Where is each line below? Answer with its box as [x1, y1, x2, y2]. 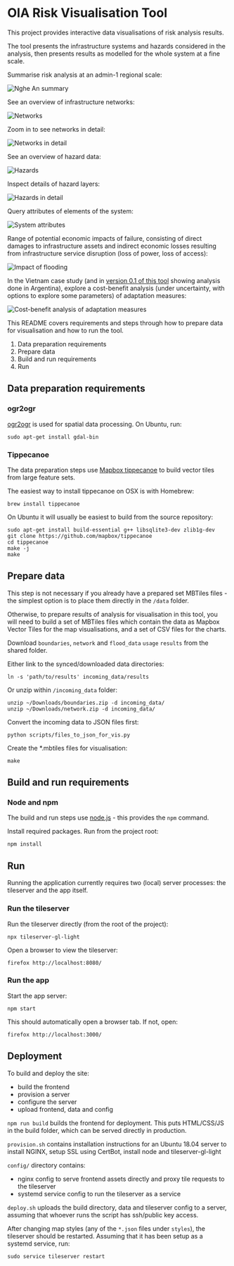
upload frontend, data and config [17, 1105, 114, 1113]
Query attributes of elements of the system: [7, 206, 134, 215]
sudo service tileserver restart [7, 1253, 105, 1260]
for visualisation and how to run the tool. [7, 326, 124, 334]
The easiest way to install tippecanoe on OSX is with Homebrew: [7, 487, 195, 495]
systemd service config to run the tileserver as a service [17, 1189, 181, 1198]
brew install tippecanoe [7, 500, 80, 508]
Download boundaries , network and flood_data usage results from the [7, 639, 209, 647]
